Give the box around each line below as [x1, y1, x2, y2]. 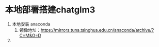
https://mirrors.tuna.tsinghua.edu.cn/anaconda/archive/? [40, 27, 154, 33]
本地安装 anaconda [12, 21, 50, 27]
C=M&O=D [19, 32, 41, 38]
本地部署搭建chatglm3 [5, 4, 95, 15]
